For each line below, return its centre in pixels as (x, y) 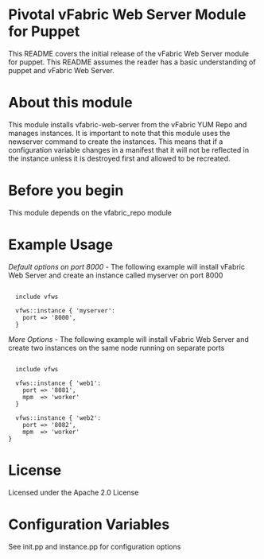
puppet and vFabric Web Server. (61, 70)
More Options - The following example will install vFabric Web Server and (128, 339)
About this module (70, 103)
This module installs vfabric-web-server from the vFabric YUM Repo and (128, 124)
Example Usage (61, 245)
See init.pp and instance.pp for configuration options (95, 546)
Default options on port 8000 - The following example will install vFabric (126, 266)
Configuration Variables (89, 524)
